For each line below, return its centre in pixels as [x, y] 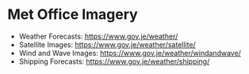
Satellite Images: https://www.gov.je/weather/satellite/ [107, 44]
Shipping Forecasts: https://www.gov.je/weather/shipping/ [114, 61]
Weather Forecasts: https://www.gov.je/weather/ [98, 36]
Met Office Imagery [73, 15]
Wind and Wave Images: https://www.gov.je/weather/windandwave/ [130, 53]
